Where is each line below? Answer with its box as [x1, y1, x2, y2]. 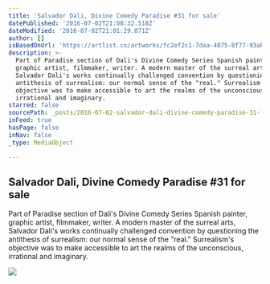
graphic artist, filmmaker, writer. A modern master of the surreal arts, [8, 217, 236, 227]
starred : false [8, 101, 59, 109]
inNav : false [8, 131, 52, 139]
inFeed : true [8, 116, 52, 124]
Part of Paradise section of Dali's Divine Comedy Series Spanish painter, [8, 209, 247, 219]
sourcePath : [8, 109, 48, 117]
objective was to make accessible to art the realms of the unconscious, [8, 243, 243, 253]
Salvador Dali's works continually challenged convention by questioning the [8, 226, 260, 236]
